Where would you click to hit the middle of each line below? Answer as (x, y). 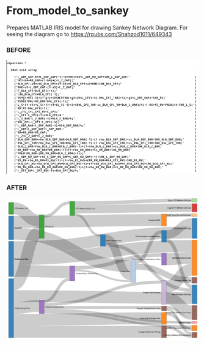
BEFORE (19, 50)
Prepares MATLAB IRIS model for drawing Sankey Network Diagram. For (97, 28)
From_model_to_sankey (68, 11)
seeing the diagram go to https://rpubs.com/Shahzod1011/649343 (89, 34)
